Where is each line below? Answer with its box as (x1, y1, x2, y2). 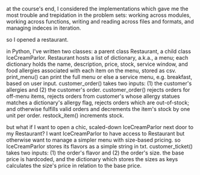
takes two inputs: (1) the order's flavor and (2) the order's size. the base (6, 149, 184, 156)
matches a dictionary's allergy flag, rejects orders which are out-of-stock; (6, 99, 190, 106)
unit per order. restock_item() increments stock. (6, 112, 125, 119)
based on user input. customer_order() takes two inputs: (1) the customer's (6, 80, 192, 87)
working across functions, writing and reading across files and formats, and (6, 18, 194, 25)
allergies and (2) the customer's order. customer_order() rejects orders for (6, 86, 190, 93)
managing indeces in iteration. (6, 24, 81, 31)
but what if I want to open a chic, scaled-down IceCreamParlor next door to (6, 124, 194, 130)
